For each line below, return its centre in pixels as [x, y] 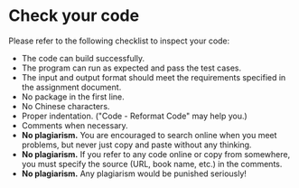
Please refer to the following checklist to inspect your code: [119, 41]
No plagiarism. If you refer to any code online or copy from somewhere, [156, 154]
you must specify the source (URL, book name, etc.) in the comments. [152, 164]
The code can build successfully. [83, 58]
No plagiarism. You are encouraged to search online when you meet [149, 135]
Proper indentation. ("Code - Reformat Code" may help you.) [134, 116]
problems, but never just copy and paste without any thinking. [136, 145]
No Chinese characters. [65, 106]
